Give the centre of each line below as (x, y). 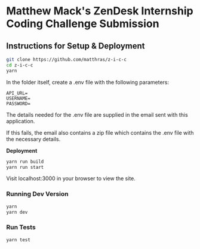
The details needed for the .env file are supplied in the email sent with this (97, 114)
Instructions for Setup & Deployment (76, 46)
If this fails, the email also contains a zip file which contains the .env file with (100, 132)
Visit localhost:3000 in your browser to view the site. (71, 178)
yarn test (19, 240)
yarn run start (25, 167)
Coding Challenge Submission (83, 24)
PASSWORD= (19, 104)
